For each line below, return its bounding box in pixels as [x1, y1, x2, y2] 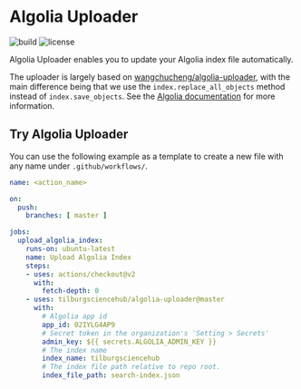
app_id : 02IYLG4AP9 [42, 320, 116, 329]
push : [17, 202, 39, 212]
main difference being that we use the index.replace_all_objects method [9, 81, 286, 92]
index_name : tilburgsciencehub [42, 354, 160, 364]
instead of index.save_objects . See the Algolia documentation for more [9, 91, 276, 102]
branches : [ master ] [25, 211, 107, 220]
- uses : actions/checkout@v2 [25, 269, 136, 278]
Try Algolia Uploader [9, 127, 129, 142]
